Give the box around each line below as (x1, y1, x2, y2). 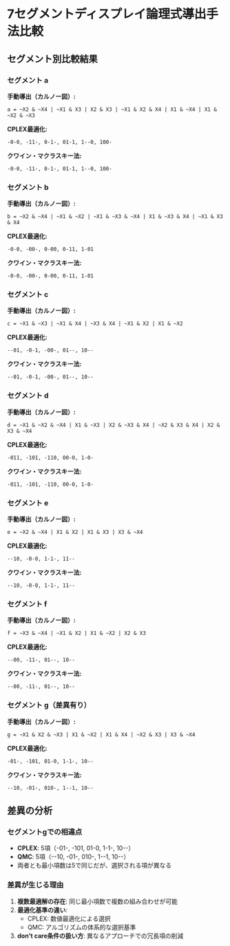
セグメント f (7, 599, 48, 609)
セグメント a (7, 75, 49, 85)
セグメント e (7, 498, 49, 508)
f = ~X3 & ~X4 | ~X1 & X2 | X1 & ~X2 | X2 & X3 (7, 630, 147, 637)
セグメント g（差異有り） (7, 700, 92, 710)
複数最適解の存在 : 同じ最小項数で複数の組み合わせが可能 (17, 897, 178, 905)
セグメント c (7, 290, 49, 299)
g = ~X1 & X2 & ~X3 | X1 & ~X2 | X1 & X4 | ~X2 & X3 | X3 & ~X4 (7, 731, 196, 738)
